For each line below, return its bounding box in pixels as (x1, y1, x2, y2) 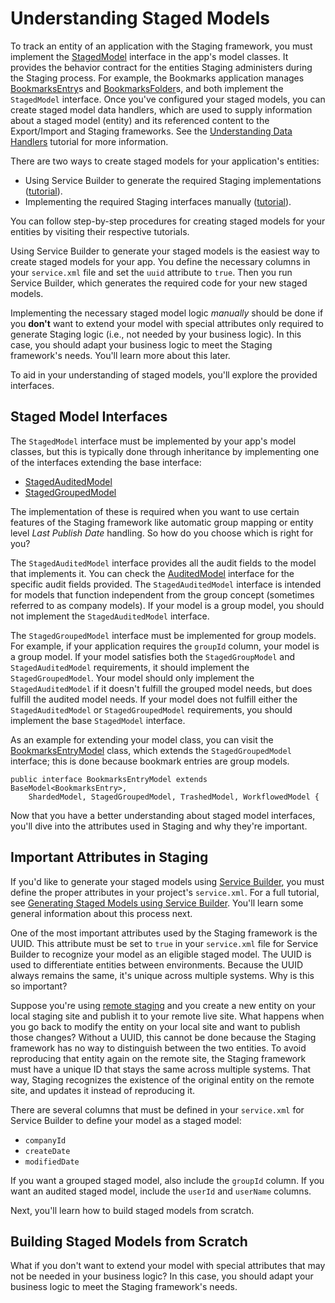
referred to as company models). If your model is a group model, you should (10, 599, 325, 611)
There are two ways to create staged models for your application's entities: (10, 155, 320, 167)
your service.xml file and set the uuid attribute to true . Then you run (10, 266, 293, 278)
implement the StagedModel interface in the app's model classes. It (10, 50, 289, 62)
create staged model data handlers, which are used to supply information (10, 103, 313, 116)
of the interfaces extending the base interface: (10, 456, 202, 468)
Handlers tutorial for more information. (10, 135, 169, 147)
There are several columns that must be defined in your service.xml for (10, 1103, 305, 1116)
